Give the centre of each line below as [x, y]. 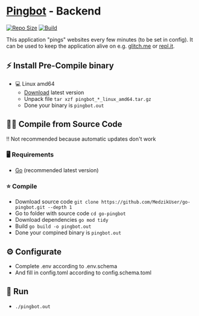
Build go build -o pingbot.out [53, 226]
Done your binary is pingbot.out [64, 105]
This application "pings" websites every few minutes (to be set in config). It [100, 39]
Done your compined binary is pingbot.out [68, 233]
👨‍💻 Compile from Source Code [64, 124]
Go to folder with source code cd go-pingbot [70, 213]
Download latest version [54, 92]
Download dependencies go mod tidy [62, 220]
